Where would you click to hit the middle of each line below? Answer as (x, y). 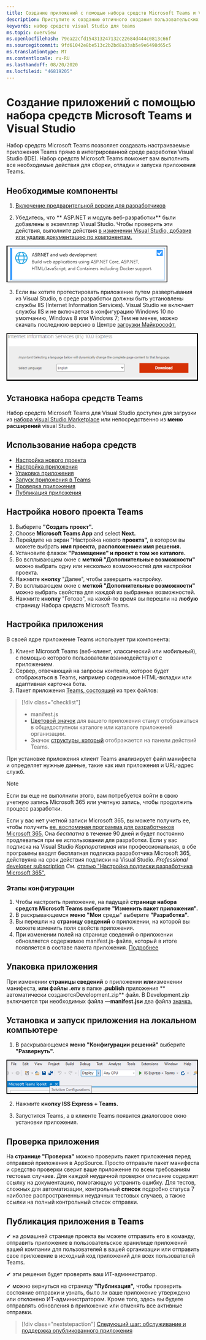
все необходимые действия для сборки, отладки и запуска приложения (101, 165)
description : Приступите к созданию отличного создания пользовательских (103, 19)
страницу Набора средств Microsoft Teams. (72, 605)
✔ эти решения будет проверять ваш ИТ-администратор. (82, 1274)
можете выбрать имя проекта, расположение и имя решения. (98, 546)
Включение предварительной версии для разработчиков (90, 206)
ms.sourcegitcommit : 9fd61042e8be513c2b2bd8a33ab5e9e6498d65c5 (89, 45)
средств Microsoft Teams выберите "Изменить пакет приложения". (106, 908)
